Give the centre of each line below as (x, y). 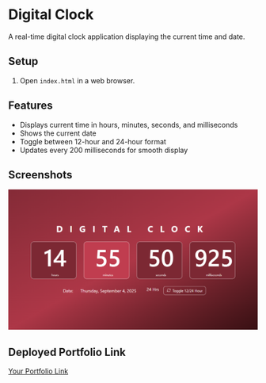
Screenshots (40, 175)
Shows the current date (58, 133)
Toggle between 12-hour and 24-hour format (93, 141)
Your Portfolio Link (38, 371)
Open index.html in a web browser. (77, 80)
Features (30, 106)
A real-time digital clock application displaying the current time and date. (127, 36)
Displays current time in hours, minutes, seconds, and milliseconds (129, 124)
